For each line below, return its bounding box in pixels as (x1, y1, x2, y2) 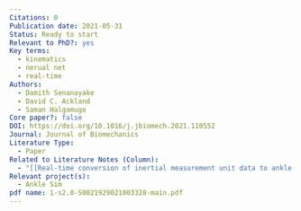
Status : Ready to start (9, 30, 99, 39)
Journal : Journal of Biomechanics (9, 130, 140, 139)
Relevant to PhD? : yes (9, 38, 95, 48)
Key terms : (9, 47, 50, 56)
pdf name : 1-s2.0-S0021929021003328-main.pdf (9, 189, 183, 198)
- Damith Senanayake (17, 88, 95, 97)
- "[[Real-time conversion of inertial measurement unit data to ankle (17, 163, 293, 172)
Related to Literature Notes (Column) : (9, 154, 160, 164)
